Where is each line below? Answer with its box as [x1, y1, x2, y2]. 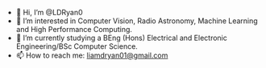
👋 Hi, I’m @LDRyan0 [15, 8, 83, 17]
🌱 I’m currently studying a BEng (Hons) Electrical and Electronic [15, 33, 227, 42]
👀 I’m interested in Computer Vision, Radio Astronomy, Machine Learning [15, 16, 258, 26]
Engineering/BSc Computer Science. [15, 42, 139, 51]
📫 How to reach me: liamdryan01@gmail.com [15, 50, 168, 60]
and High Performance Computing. [15, 25, 133, 34]
